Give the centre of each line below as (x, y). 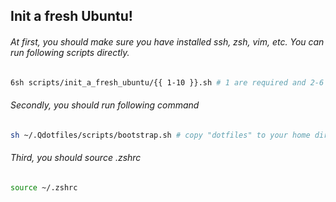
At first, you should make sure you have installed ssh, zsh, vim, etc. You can (167, 41)
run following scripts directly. (70, 52)
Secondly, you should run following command (105, 105)
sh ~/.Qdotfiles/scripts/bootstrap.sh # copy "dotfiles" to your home (160, 135)
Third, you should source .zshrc (76, 158)
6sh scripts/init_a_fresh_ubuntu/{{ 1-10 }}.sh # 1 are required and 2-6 (167, 82)
